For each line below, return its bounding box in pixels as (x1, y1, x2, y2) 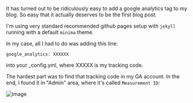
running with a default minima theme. (6, 29, 94, 36)
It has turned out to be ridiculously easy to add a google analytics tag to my (6, 5, 188, 12)
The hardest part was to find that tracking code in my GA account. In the (6, 73, 180, 80)
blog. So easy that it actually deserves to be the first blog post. (6, 11, 157, 18)
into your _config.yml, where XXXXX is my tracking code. (6, 61, 143, 68)
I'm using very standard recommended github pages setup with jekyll (6, 23, 176, 29)
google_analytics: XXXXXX (6, 51, 69, 57)
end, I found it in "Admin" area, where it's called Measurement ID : (6, 79, 160, 86)
